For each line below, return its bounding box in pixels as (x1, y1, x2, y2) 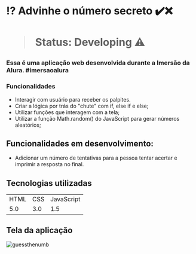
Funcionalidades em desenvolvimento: (6, 139, 154, 149)
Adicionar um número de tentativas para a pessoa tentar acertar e (14, 154, 177, 161)
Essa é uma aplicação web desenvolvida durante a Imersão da (6, 59, 190, 67)
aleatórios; (14, 121, 41, 128)
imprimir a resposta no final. (14, 161, 84, 168)
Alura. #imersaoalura (6, 66, 69, 75)
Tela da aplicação (6, 225, 73, 235)
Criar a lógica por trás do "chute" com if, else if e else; (14, 102, 149, 109)
